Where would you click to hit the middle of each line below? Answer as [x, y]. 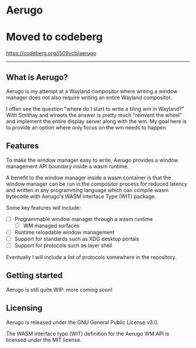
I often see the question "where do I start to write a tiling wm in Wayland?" [95, 108]
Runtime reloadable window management [64, 232]
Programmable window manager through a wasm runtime [84, 219]
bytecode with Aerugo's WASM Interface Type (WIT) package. [81, 196]
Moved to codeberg [55, 37]
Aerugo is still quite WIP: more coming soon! [59, 289]
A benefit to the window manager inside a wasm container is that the [89, 178]
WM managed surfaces [51, 226]
